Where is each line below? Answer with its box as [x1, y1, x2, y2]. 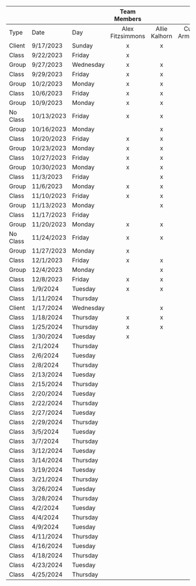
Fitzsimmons [110, 32, 146, 40]
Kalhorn [150, 32, 173, 40]
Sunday [72, 42, 93, 49]
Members [114, 15, 142, 23]
